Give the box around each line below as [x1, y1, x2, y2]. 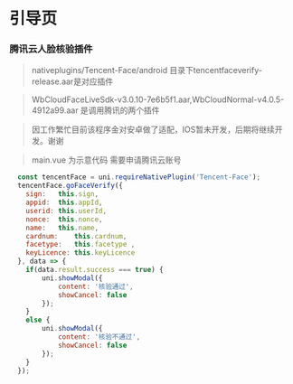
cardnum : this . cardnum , [25, 231, 128, 240]
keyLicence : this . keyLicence [25, 248, 136, 258]
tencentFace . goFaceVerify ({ [17, 182, 124, 191]
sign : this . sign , [25, 190, 99, 199]
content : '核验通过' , [57, 282, 134, 291]
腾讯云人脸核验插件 [9, 42, 93, 55]
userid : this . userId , [25, 206, 107, 215]
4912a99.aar [31, 105, 79, 116]
